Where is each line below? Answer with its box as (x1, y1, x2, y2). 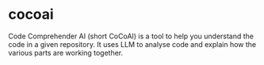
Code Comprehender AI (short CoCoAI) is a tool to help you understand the (8, 31, 254, 41)
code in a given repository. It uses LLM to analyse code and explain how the (8, 39, 257, 49)
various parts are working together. (8, 48, 124, 57)
